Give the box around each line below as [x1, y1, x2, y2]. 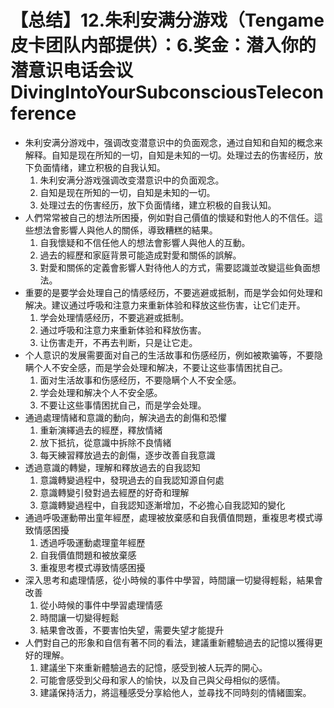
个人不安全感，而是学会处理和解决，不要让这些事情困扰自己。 [33, 361, 288, 373]
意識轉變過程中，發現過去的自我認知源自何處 [39, 474, 225, 486]
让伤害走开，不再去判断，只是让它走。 [39, 336, 198, 348]
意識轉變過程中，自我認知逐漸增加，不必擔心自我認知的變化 [39, 499, 286, 511]
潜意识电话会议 [10, 59, 134, 82]
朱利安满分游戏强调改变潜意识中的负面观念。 [39, 174, 225, 186]
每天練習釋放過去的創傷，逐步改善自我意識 [39, 449, 216, 461]
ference [10, 102, 77, 125]
